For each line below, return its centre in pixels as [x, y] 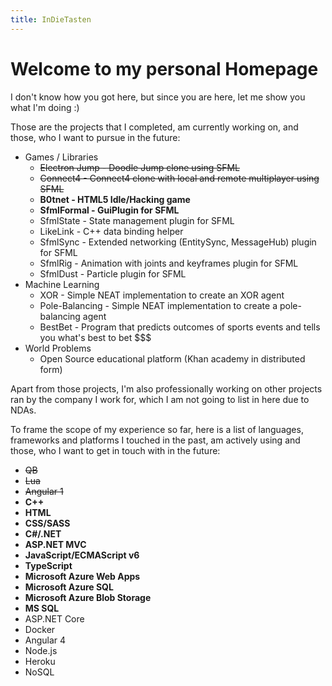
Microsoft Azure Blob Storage [88, 597]
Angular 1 [44, 491]
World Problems [58, 348]
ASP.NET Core [54, 618]
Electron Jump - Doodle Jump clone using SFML [140, 167]
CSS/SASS [47, 523]
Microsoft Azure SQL [69, 587]
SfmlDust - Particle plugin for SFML [113, 273]
